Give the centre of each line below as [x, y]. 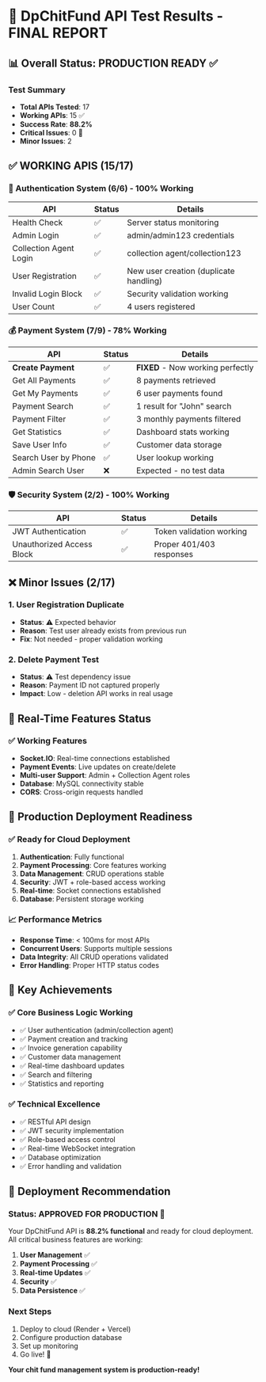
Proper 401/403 [184, 544]
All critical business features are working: [76, 1239]
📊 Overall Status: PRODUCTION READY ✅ [113, 63]
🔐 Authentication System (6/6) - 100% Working [101, 188]
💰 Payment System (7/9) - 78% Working [88, 330]
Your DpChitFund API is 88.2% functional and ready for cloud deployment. [131, 1232]
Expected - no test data [180, 470]
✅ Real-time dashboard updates [72, 1065]
